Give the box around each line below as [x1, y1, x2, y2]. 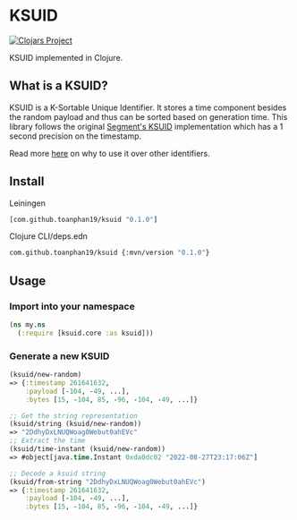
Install [9, 174, 45, 189]
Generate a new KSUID [9, 350, 110, 362]
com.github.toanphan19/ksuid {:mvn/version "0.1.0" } [9, 248, 210, 258]
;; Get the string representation [9, 411, 139, 421]
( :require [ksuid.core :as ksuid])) [17, 328, 154, 337]
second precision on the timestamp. [9, 131, 141, 141]
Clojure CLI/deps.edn [9, 231, 88, 242]
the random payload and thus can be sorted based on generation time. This [9, 111, 288, 122]
